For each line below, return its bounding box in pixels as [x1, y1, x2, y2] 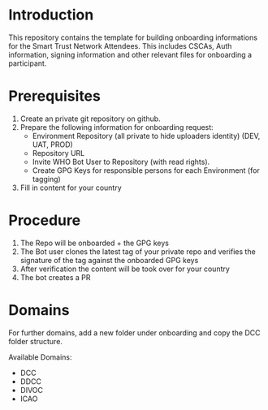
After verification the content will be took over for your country [19, 264, 230, 274]
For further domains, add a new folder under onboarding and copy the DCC [8, 327, 261, 338]
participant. [8, 58, 47, 68]
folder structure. [8, 336, 63, 346]
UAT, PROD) [32, 140, 73, 149]
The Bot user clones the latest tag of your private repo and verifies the [19, 246, 256, 257]
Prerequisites [8, 87, 102, 106]
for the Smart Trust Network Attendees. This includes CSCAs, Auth [8, 41, 232, 50]
